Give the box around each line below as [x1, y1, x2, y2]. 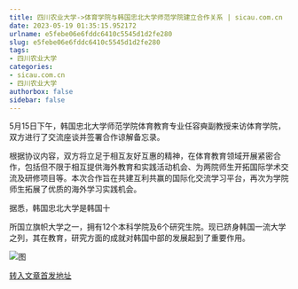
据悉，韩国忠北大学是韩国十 [9, 203, 111, 214]
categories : [9, 63, 53, 72]
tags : [9, 46, 29, 55]
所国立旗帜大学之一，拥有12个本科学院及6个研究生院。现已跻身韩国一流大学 [9, 222, 286, 232]
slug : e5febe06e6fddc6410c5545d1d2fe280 [9, 37, 161, 47]
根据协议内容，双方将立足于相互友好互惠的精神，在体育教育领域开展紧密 [9, 151, 273, 161]
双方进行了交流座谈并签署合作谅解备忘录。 [9, 132, 165, 143]
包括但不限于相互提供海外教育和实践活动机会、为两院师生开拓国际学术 [24, 161, 281, 173]
